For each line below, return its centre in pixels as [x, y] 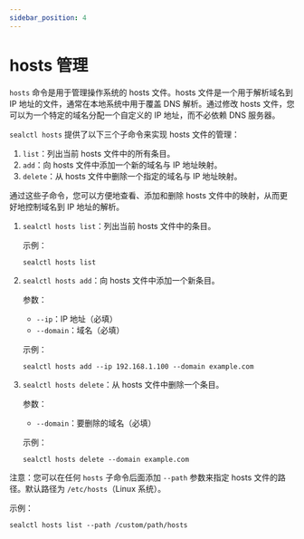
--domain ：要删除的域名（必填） [96, 423]
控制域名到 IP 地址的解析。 [75, 207]
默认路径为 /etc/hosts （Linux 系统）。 [95, 488]
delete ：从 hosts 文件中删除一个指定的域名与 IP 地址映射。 [132, 176]
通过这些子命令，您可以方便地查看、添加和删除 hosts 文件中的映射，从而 [145, 195]
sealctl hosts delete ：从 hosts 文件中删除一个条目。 [123, 384]
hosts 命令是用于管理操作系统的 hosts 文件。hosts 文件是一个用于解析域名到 [152, 92]
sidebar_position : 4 [48, 18]
